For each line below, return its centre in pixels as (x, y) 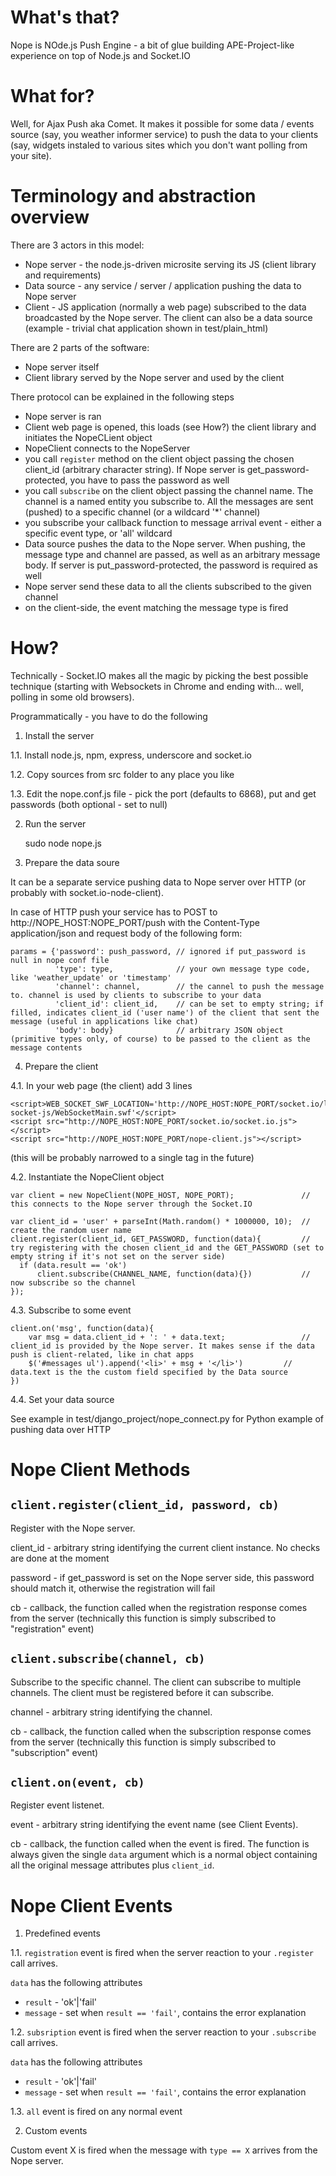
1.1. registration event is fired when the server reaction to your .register (162, 1953)
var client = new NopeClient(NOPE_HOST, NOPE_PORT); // (160, 1195)
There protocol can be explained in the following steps (122, 397)
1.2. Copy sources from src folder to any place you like (122, 774)
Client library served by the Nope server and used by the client (154, 377)
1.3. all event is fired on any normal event (96, 2112)
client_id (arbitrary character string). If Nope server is (134, 469)
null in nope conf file (60, 960)
